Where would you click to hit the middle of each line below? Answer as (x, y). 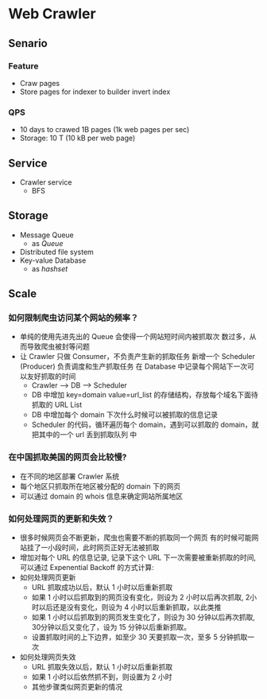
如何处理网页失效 (48, 657)
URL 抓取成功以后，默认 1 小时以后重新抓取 (102, 588)
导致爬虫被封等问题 (58, 346)
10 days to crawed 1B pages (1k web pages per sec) (104, 130)
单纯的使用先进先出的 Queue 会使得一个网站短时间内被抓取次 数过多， (135, 337)
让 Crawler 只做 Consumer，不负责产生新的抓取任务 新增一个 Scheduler (137, 357)
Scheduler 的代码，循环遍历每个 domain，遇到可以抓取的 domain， (142, 425)
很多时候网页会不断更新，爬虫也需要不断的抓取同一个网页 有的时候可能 (135, 537)
